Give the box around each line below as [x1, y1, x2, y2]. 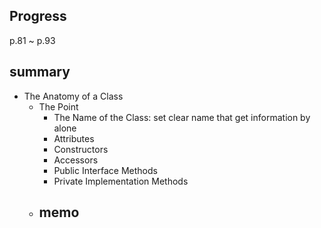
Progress [9, 8, 67, 25]
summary [9, 64, 71, 81]
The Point [38, 100, 79, 113]
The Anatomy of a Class [23, 90, 124, 102]
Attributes [53, 132, 95, 144]
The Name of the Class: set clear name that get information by [53, 111, 311, 123]
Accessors [53, 154, 99, 166]
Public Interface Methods [53, 164, 158, 176]
